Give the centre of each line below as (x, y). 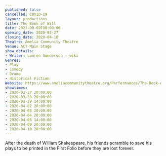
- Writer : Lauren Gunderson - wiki (42, 56)
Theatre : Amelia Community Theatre (42, 42)
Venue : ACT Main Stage (28, 46)
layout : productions (26, 19)
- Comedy (14, 70)
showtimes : (16, 88)
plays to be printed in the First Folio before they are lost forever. (70, 148)
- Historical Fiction (27, 78)
